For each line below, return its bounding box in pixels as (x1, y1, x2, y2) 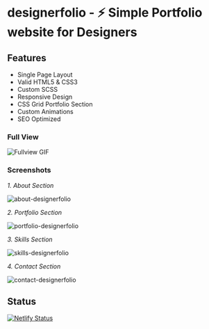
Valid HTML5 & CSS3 (17, 78, 78, 86)
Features (7, 52, 47, 64)
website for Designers (7, 24, 137, 40)
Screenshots (7, 166, 51, 175)
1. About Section (7, 181, 54, 189)
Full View (7, 132, 40, 142)
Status (7, 296, 37, 307)
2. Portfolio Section (7, 208, 62, 216)
